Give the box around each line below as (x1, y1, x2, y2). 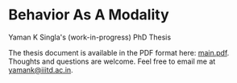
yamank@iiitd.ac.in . (8, 64, 74, 74)
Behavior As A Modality (8, 6, 169, 24)
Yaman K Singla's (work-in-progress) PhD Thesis (8, 32, 172, 42)
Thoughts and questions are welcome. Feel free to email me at (8, 56, 216, 66)
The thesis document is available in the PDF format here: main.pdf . (8, 48, 230, 57)
